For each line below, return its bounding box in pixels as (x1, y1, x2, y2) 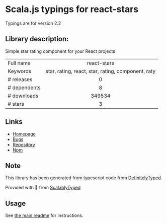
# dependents (8, 84, 41, 91)
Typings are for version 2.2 (5, 20, 61, 26)
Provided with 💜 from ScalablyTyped (5, 185, 81, 191)
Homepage (12, 131, 36, 137)
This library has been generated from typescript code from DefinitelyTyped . (5, 175, 162, 181)
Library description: (5, 35, 69, 43)
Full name (8, 59, 31, 66)
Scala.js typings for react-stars (5, 4, 139, 15)
